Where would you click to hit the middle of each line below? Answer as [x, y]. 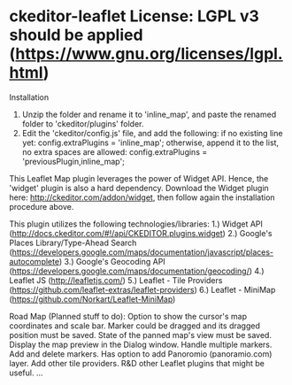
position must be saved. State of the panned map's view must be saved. [141, 335]
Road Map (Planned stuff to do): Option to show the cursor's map [128, 316]
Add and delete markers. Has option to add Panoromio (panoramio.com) [141, 354]
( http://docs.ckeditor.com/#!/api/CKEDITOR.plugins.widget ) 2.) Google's [141, 233]
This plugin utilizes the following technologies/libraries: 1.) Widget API [136, 224]
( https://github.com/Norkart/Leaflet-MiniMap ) [92, 299]
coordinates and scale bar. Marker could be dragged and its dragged [135, 326]
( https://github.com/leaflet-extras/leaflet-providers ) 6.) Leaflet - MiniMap [142, 289]
